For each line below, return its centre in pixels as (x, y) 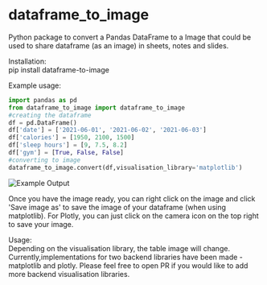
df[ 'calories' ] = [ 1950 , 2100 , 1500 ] (72, 138)
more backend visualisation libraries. (69, 274)
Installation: (27, 61)
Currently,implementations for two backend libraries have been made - (126, 257)
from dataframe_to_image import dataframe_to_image (97, 107)
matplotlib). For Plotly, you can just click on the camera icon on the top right (133, 216)
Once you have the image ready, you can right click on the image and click (132, 198)
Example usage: (35, 85)
